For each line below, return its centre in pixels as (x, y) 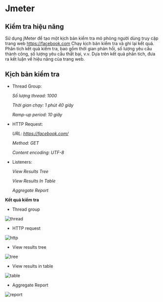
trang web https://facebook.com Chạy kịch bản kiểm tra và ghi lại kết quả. (80, 43)
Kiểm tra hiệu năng (35, 27)
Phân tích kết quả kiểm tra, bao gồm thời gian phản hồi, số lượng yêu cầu (79, 49)
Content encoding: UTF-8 (38, 152)
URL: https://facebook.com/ (40, 133)
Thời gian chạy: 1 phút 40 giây (43, 105)
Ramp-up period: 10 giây (37, 114)
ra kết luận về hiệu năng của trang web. (45, 59)
